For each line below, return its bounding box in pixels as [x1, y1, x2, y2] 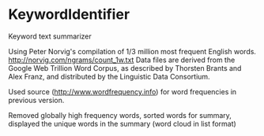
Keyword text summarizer [8, 31, 92, 41]
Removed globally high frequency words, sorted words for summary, [8, 110, 232, 119]
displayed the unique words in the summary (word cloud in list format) [8, 119, 237, 128]
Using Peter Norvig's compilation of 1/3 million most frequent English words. [8, 46, 257, 56]
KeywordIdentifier [8, 6, 130, 24]
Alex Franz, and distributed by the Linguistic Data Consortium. [8, 72, 211, 81]
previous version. [8, 95, 65, 105]
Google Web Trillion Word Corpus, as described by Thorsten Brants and [8, 63, 242, 72]
